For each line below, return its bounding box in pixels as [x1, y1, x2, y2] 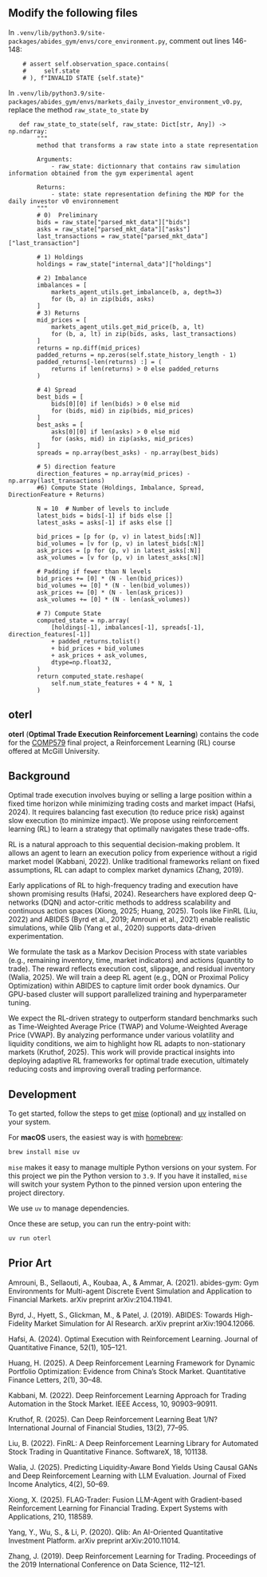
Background [8, 770, 70, 783]
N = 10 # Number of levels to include [37, 505, 170, 513]
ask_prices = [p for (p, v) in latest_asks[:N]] [37, 546, 202, 554]
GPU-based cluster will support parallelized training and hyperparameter [8, 989, 247, 999]
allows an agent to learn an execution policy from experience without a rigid [8, 848, 257, 858]
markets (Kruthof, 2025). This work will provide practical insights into [8, 1048, 235, 1057]
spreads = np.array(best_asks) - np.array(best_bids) [37, 449, 219, 457]
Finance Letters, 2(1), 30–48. [8, 1375, 103, 1385]
